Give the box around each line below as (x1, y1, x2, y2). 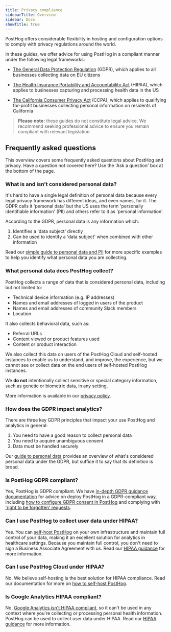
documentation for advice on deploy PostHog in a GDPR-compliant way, (5, 494, 157, 500)
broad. (5, 463, 19, 470)
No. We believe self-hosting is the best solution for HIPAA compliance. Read (5, 575, 165, 581)
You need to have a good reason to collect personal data (12, 432, 132, 438)
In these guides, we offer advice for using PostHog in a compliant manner (5, 51, 160, 57)
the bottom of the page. (5, 168, 55, 174)
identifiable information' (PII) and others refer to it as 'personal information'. (5, 208, 164, 215)
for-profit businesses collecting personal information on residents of (12, 103, 157, 109)
